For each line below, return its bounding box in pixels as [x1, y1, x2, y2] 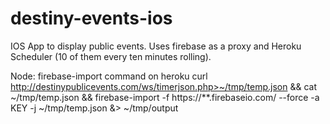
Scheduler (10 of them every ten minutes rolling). [10, 50, 212, 62]
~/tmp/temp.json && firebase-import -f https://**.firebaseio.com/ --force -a [10, 91, 320, 103]
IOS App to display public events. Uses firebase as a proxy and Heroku [10, 40, 302, 52]
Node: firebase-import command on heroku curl [10, 70, 208, 82]
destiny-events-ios [10, 7, 173, 30]
